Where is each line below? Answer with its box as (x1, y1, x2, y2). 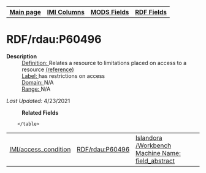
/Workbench (135, 141, 172, 150)
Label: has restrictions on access (21, 72, 105, 79)
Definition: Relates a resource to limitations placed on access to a (21, 59, 187, 66)
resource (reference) (21, 66, 75, 73)
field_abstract (135, 156, 175, 165)
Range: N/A (21, 85, 51, 93)
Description (6, 52, 37, 60)
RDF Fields (134, 8, 167, 16)
